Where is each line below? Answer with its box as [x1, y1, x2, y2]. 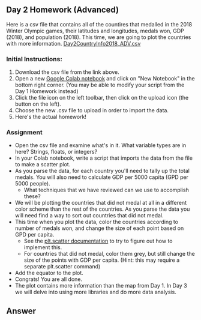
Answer [6, 306, 37, 316]
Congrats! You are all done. [14, 276, 83, 283]
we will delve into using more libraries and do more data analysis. [14, 288, 177, 296]
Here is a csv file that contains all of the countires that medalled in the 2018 [6, 20, 193, 28]
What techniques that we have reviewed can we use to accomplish [23, 186, 189, 194]
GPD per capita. [14, 231, 55, 238]
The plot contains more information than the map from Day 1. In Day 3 [14, 282, 187, 289]
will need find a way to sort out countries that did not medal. [14, 212, 164, 219]
